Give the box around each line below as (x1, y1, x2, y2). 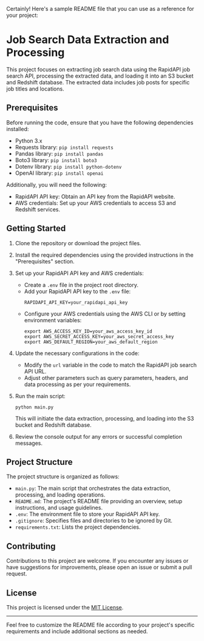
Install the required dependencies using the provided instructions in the (15, 251, 194, 259)
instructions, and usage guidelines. (15, 504, 103, 512)
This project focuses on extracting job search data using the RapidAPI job (6, 66, 191, 73)
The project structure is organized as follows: (6, 473, 120, 480)
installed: (6, 125, 29, 132)
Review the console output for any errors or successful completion (15, 433, 182, 440)
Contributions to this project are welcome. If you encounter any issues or (6, 557, 189, 565)
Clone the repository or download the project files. (15, 239, 141, 246)
